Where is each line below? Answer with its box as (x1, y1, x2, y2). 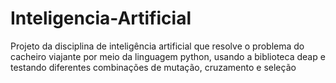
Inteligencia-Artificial (10, 7, 192, 30)
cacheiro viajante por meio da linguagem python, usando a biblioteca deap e (10, 50, 326, 62)
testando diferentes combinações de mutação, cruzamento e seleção (10, 61, 297, 73)
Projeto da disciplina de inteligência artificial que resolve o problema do (10, 40, 305, 52)
